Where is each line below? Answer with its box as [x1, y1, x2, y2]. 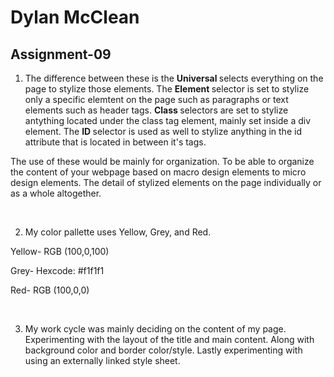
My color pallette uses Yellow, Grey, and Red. [24, 226, 212, 238]
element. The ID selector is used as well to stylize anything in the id [24, 126, 302, 137]
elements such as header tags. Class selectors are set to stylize [24, 104, 289, 116]
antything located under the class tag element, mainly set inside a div [24, 115, 312, 126]
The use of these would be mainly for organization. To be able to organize [10, 156, 315, 167]
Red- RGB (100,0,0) [10, 284, 90, 296]
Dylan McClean [10, 6, 140, 29]
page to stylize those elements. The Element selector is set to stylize [24, 83, 310, 95]
